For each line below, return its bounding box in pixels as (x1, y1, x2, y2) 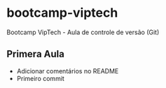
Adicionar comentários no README (16, 66, 119, 75)
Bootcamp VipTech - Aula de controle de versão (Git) (6, 28, 160, 36)
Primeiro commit (16, 74, 64, 82)
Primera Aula (6, 48, 64, 60)
